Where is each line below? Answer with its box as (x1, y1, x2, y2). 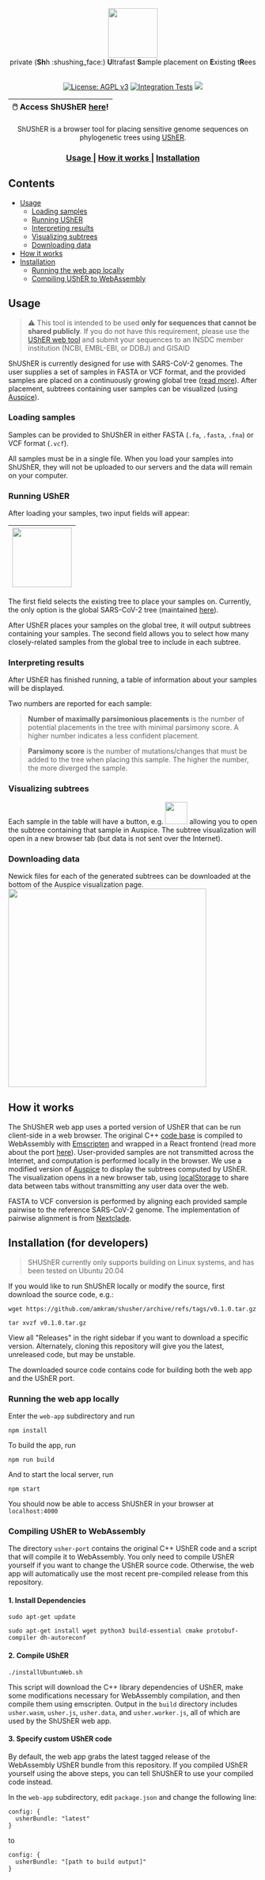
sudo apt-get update (8, 1613, 77, 1621)
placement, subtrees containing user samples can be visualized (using (8, 384, 238, 393)
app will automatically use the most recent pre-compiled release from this (8, 1569, 249, 1579)
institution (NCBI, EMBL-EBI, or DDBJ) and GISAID (27, 343, 191, 352)
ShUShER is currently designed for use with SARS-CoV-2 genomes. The (8, 359, 243, 368)
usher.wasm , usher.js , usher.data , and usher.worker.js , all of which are (8, 1707, 240, 1717)
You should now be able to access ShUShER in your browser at (8, 1498, 214, 1508)
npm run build (8, 1456, 55, 1464)
